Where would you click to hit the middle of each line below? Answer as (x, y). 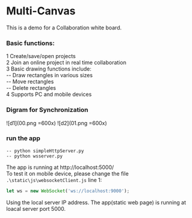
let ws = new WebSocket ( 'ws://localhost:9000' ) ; (68, 191)
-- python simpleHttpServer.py (45, 151)
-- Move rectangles (30, 81)
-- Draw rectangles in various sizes (49, 75)
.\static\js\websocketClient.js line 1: (54, 180)
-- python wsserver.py (34, 156)
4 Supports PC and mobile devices (49, 95)
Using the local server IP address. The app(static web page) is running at (96, 202)
